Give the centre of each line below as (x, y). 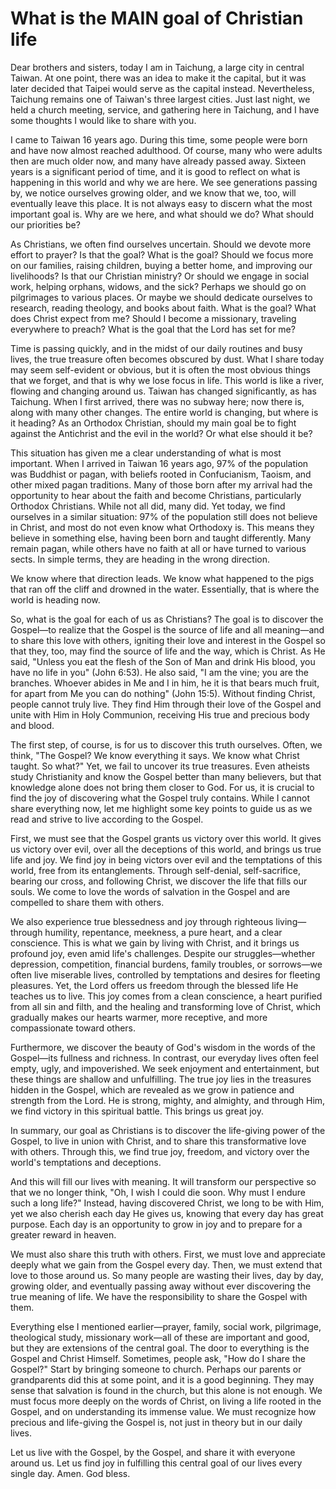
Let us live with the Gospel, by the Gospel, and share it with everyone (153, 1452)
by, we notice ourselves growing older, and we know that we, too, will (153, 193)
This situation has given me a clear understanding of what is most (146, 453)
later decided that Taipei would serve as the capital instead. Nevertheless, (162, 88)
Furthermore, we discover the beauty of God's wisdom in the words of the (163, 1047)
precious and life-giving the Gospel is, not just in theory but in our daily (156, 1422)
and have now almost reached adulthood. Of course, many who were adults (166, 150)
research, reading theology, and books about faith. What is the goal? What (163, 308)
